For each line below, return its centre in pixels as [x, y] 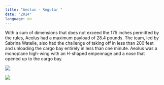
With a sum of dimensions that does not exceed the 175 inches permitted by [82, 33]
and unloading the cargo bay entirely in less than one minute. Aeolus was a [81, 48]
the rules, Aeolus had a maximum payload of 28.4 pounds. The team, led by [82, 38]
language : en [18, 19]
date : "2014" [18, 14]
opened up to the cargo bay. [34, 59]
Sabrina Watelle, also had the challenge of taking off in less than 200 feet [80, 43]
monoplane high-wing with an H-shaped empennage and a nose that [75, 54]
